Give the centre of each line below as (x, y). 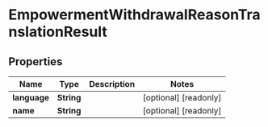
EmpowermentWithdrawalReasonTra (134, 15)
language (31, 98)
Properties (36, 61)
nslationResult (58, 32)
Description (112, 84)
